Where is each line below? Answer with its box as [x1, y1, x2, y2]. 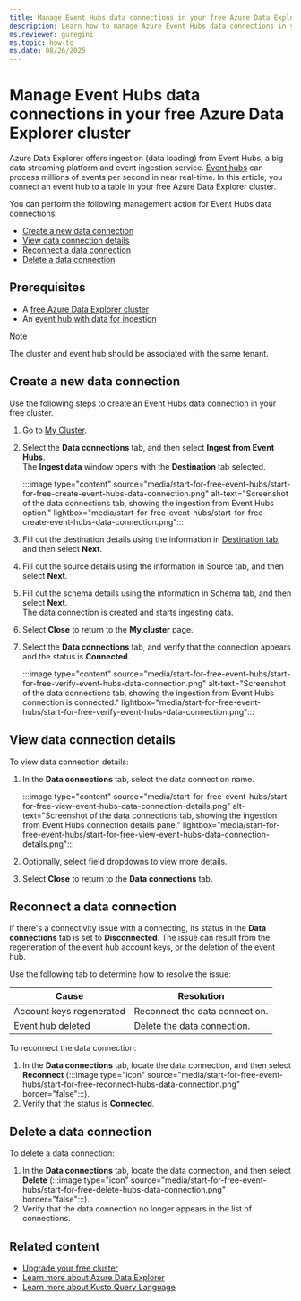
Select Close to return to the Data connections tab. [21, 873, 213, 883]
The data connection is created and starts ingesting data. [21, 607, 235, 617]
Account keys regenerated [13, 1005, 125, 1018]
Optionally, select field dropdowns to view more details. [21, 856, 228, 866]
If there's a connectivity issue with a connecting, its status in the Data [9, 923, 267, 934]
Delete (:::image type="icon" [21, 1175, 129, 1185]
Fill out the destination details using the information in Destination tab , [21, 534, 280, 545]
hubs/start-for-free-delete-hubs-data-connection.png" [21, 1185, 227, 1195]
